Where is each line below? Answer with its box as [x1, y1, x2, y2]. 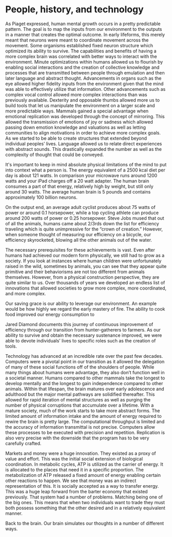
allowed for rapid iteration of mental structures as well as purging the [5, 396, 151, 402]
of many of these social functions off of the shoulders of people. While [5, 363, 155, 370]
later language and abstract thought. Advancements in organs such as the [5, 75, 162, 81]
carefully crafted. [5, 440, 42, 446]
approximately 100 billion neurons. [5, 194, 78, 200]
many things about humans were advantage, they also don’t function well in [5, 369, 165, 375]
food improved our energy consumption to [5, 311, 95, 317]
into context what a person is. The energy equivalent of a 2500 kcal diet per [5, 167, 165, 173]
